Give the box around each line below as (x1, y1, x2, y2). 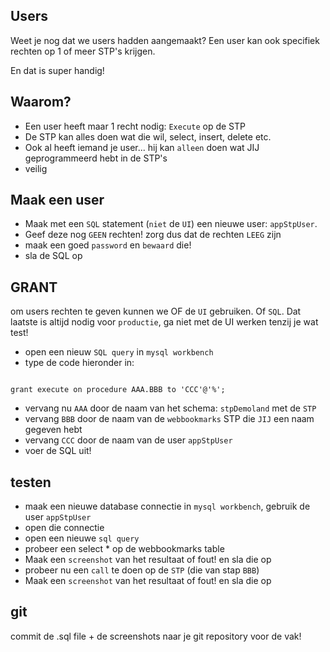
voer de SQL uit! (24, 445, 92, 457)
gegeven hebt (24, 424, 83, 436)
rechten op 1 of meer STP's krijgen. (10, 45, 156, 57)
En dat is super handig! (10, 64, 105, 76)
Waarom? (10, 94, 72, 111)
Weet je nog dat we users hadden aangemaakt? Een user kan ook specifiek (10, 34, 320, 46)
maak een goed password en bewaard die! (24, 239, 192, 251)
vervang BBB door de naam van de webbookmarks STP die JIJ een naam (24, 413, 315, 425)
